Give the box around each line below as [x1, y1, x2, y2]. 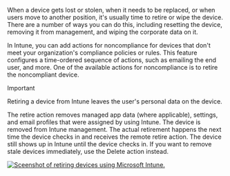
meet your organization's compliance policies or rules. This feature [7, 48, 198, 57]
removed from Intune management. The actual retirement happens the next [7, 126, 222, 133]
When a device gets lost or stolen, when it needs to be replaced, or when [7, 6, 215, 14]
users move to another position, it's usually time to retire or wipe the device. [7, 13, 223, 21]
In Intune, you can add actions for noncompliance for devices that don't [7, 41, 211, 49]
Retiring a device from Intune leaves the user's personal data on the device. [7, 97, 222, 106]
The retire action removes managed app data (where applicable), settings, [7, 110, 218, 119]
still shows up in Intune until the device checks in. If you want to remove [7, 140, 212, 148]
